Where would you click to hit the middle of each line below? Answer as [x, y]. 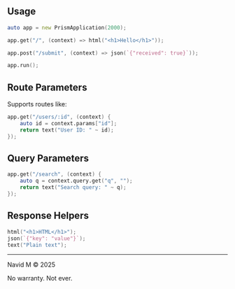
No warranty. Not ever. [40, 279]
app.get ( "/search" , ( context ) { [54, 174]
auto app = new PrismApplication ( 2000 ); [67, 27]
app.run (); [23, 66]
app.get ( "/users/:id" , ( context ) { [59, 117]
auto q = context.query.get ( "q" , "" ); [76, 181]
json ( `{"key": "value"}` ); [47, 238]
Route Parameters [47, 87]
